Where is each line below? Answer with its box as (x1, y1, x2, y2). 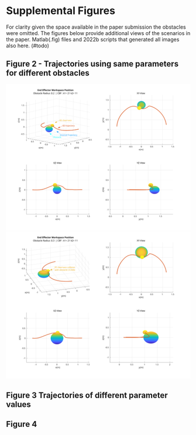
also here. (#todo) (6, 42, 50, 49)
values (6, 399, 31, 409)
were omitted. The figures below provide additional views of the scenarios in (6, 29, 191, 36)
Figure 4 (6, 419, 37, 429)
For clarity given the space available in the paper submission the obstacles (6, 23, 186, 30)
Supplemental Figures (6, 4, 116, 18)
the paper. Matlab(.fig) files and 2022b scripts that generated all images (6, 36, 180, 43)
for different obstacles (6, 68, 90, 78)
